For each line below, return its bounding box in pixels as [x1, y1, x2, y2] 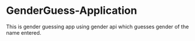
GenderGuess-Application [6, 4, 137, 17]
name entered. [6, 29, 42, 36]
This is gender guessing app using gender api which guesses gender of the [6, 23, 189, 30]
